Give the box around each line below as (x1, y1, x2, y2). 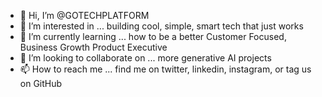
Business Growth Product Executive (19, 41, 168, 53)
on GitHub (19, 78, 63, 89)
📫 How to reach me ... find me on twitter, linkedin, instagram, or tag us (19, 63, 312, 75)
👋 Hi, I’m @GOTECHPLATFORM (19, 10, 150, 21)
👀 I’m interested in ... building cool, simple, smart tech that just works (19, 20, 304, 32)
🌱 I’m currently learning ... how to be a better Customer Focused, (19, 31, 287, 42)
